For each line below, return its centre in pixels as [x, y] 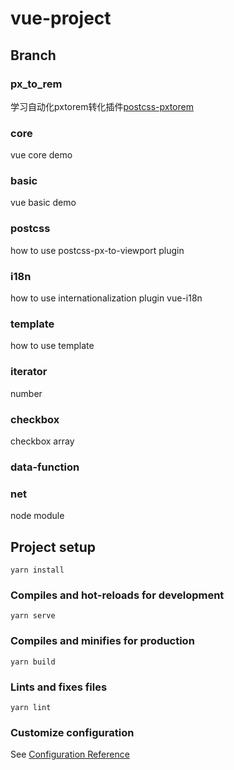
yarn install [37, 570]
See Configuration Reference [70, 754]
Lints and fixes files [59, 687]
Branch [33, 55]
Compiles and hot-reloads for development [117, 595]
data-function [45, 467]
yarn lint [31, 707]
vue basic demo [43, 203]
